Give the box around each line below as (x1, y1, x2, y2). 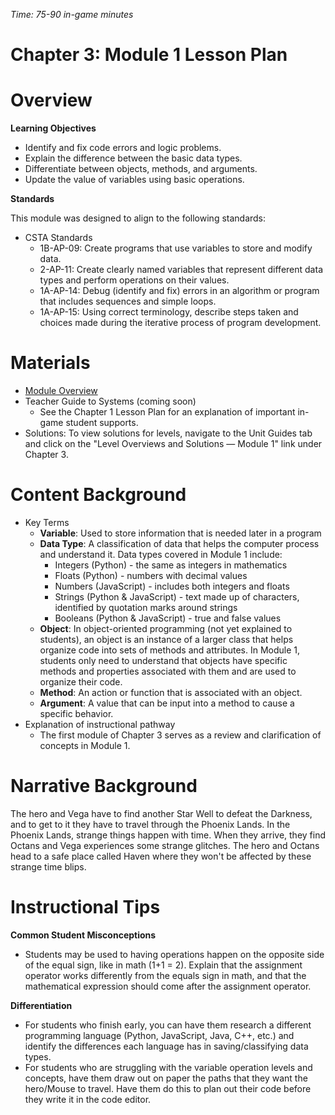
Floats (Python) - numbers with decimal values (54, 570, 248, 581)
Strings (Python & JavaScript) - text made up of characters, (54, 591, 300, 603)
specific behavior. (39, 708, 114, 719)
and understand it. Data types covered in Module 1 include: (39, 549, 283, 560)
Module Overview (24, 385, 98, 397)
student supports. (65, 417, 139, 429)
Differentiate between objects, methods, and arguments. (24, 163, 258, 175)
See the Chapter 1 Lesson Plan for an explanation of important (39, 406, 296, 418)
